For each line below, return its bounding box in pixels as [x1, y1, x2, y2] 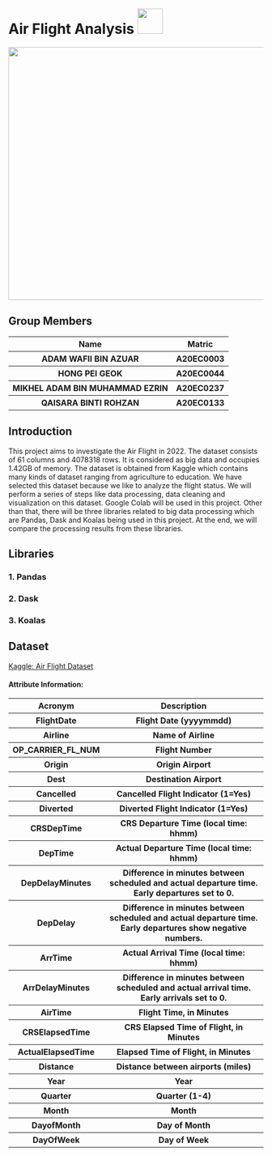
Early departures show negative [120, 922, 247, 933]
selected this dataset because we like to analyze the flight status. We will [8, 480, 252, 490]
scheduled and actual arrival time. [116, 982, 251, 993]
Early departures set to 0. [133, 887, 235, 899]
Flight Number [155, 744, 212, 755]
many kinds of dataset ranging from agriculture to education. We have [8, 472, 243, 482]
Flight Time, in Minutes [138, 1006, 229, 1018]
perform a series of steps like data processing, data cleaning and [8, 489, 226, 499]
